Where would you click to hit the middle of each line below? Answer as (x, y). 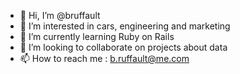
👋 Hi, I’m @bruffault (60, 15)
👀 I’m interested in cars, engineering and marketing (125, 26)
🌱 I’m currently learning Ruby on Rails (97, 36)
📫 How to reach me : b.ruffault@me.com (104, 58)
